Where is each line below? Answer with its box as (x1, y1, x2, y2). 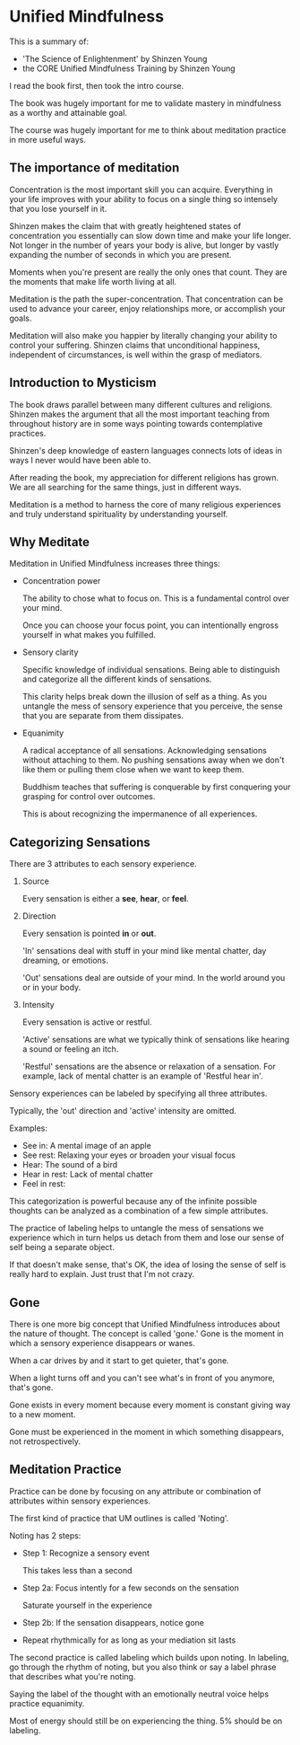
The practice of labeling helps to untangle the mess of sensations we (9, 1223, 264, 1234)
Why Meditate (9, 534, 90, 550)
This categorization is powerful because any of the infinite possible (9, 1196, 258, 1207)
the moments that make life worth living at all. (9, 276, 177, 286)
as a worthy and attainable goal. (9, 107, 128, 118)
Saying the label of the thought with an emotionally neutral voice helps (9, 1688, 270, 1699)
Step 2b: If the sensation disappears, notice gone (21, 1617, 204, 1627)
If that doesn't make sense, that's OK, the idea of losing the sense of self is (9, 1259, 287, 1270)
